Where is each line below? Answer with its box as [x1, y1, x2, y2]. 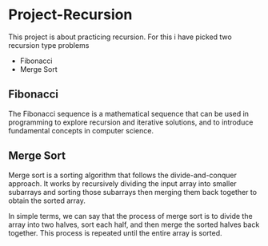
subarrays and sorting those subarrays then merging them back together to [8, 187, 258, 196]
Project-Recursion [8, 6, 133, 24]
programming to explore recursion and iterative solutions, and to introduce [8, 117, 254, 127]
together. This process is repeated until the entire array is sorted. [8, 228, 222, 237]
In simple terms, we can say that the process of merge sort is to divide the [8, 211, 254, 220]
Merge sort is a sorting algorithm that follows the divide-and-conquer [8, 170, 238, 180]
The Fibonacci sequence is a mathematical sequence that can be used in [8, 109, 250, 118]
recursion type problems [8, 40, 90, 50]
